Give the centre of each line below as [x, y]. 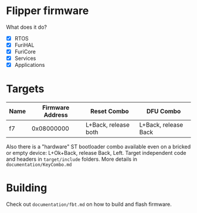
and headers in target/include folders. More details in [72, 159]
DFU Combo [164, 111]
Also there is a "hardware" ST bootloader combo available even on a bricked [98, 147]
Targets [25, 89]
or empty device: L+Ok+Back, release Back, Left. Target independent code [96, 153]
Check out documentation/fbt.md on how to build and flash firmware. [89, 204]
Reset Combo [110, 111]
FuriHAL [24, 45]
